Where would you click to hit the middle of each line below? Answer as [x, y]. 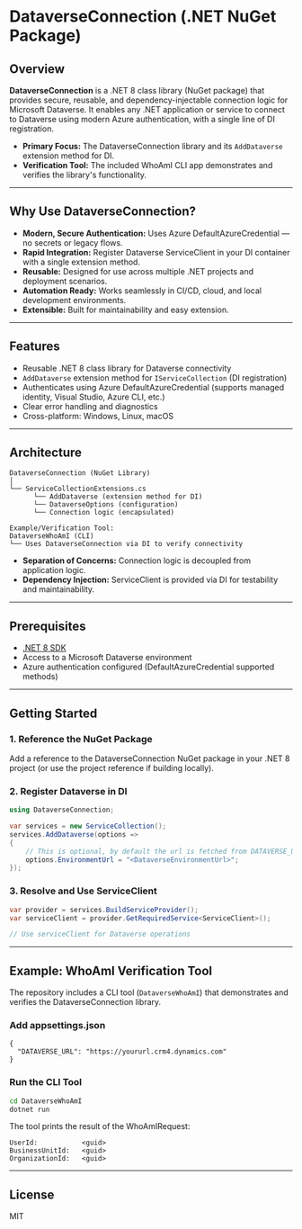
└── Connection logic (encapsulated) [104, 513]
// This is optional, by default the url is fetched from [136, 851]
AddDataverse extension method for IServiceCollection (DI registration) [155, 377]
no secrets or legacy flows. [72, 242]
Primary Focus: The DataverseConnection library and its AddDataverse [152, 146]
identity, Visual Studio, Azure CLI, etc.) [93, 397]
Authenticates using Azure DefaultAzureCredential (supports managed [153, 387]
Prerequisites [48, 626]
